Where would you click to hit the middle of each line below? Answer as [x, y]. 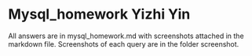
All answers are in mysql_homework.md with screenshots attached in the [126, 36]
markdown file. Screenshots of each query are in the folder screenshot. [124, 44]
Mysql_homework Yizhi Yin [99, 14]
